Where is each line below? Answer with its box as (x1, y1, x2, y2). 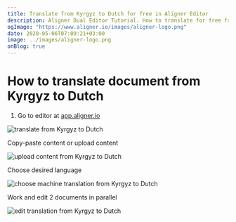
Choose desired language (7, 166, 82, 174)
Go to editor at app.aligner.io (17, 111, 100, 119)
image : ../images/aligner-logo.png (7, 37, 112, 44)
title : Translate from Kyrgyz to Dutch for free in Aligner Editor (7, 10, 209, 18)
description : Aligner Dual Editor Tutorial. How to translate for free (7, 17, 221, 24)
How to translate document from (7, 73, 201, 89)
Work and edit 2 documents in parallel (7, 192, 117, 201)
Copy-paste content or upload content (7, 138, 119, 147)
